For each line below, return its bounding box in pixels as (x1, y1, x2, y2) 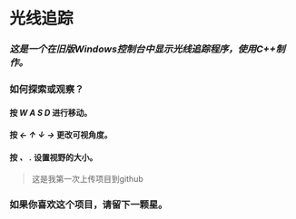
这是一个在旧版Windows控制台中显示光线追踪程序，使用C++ (9, 43, 277, 55)
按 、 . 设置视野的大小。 (9, 151, 98, 163)
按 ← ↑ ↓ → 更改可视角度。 (9, 129, 113, 140)
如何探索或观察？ (9, 83, 84, 96)
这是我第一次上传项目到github (31, 174, 143, 185)
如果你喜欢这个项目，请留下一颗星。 (9, 198, 168, 211)
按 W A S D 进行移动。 (9, 107, 93, 118)
